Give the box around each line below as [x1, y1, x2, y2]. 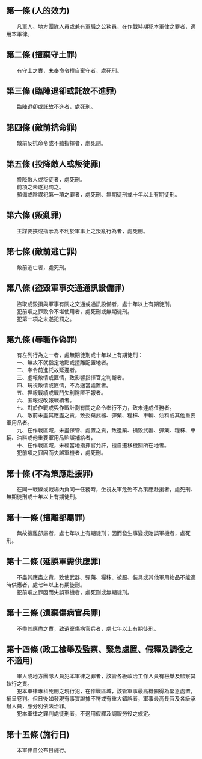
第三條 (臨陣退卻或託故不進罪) [6, 86, 117, 96]
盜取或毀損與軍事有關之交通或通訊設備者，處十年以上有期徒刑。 [16, 300, 175, 307]
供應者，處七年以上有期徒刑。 [11, 581, 85, 588]
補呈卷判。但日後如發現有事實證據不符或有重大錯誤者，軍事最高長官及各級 [6, 695, 191, 702]
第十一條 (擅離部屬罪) [6, 512, 85, 523]
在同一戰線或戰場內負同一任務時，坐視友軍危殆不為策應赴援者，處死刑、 [16, 486, 196, 493]
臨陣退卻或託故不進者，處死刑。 [16, 103, 96, 110]
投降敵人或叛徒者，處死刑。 [16, 176, 85, 183]
